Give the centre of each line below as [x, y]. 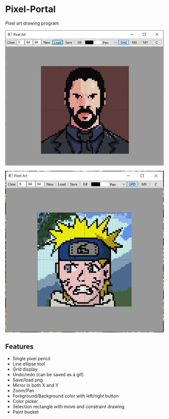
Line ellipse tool [29, 364]
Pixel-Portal [31, 9]
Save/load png [27, 380]
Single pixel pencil [31, 358]
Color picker [25, 401]
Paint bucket [25, 412]
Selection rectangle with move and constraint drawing [68, 406]
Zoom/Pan [23, 390]
